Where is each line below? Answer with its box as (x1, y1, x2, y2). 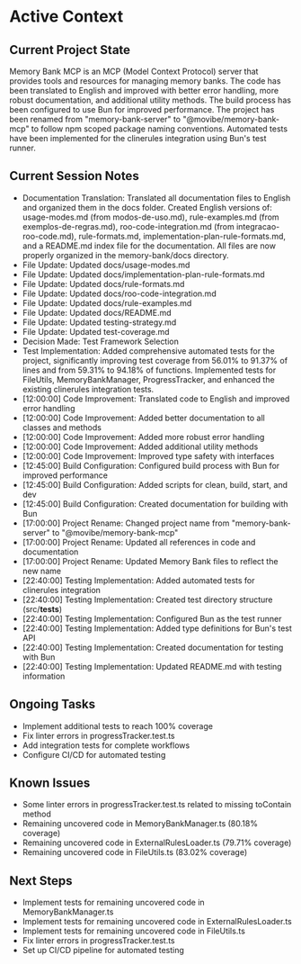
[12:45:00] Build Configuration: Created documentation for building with (22, 498, 289, 509)
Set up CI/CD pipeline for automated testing (22, 945, 184, 956)
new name (22, 565, 61, 576)
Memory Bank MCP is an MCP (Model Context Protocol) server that (9, 66, 259, 77)
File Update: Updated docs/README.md (22, 307, 172, 318)
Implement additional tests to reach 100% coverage (22, 720, 214, 731)
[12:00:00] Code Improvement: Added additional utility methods (22, 441, 259, 452)
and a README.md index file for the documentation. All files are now (22, 240, 277, 251)
